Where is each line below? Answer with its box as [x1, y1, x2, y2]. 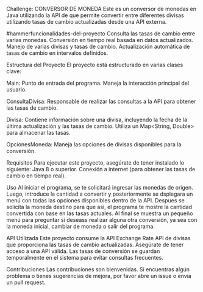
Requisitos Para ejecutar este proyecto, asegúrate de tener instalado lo [6, 159, 185, 166]
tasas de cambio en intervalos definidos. [6, 49, 109, 57]
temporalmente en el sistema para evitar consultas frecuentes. [6, 254, 163, 261]
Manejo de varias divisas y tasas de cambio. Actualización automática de [6, 43, 190, 50]
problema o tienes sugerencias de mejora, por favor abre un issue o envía [6, 272, 192, 279]
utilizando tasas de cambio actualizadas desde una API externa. [6, 18, 167, 25]
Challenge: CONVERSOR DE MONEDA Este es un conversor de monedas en [6, 5, 197, 12]
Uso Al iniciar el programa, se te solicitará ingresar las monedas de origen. [6, 184, 193, 191]
